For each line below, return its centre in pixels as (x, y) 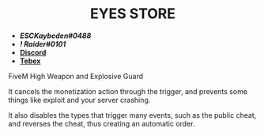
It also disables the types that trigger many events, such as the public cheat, (132, 115)
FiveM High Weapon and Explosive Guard (76, 76)
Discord (33, 52)
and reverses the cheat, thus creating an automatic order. (102, 123)
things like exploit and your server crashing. (79, 100)
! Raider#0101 (43, 43)
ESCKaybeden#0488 (55, 36)
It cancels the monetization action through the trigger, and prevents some (128, 91)
